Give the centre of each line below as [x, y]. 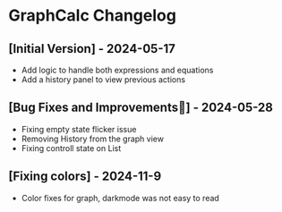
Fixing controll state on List [71, 148]
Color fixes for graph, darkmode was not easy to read [120, 198]
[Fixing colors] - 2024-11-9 [85, 177]
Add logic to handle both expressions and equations [117, 70]
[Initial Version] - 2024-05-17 [92, 49]
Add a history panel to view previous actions [103, 80]
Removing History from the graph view [93, 139]
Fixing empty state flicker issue [79, 129]
